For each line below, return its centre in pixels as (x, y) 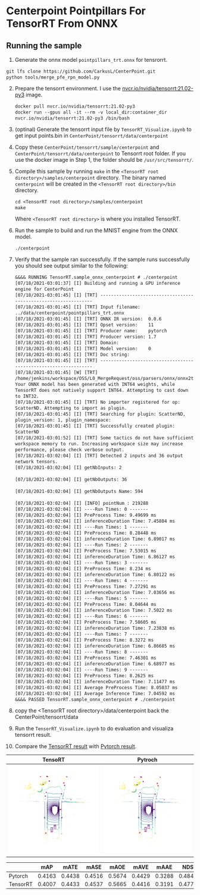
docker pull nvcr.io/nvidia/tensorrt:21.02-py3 (75, 106)
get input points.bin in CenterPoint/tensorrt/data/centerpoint (91, 136)
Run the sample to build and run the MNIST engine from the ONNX (96, 230)
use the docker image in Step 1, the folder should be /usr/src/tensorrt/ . (104, 160)
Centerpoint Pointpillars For (76, 11)
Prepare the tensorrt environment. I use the (68, 88)
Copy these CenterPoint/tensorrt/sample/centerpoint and (87, 147)
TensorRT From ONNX (62, 23)
